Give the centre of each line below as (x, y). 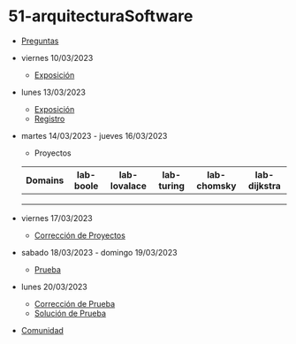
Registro (49, 118)
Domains (45, 180)
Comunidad (42, 330)
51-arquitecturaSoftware (101, 16)
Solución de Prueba (70, 313)
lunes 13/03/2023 (53, 92)
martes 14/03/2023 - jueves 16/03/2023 (94, 135)
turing (171, 186)
